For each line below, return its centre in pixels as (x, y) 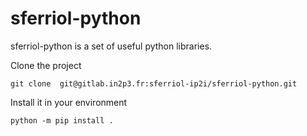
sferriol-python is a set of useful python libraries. (111, 46)
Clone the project (46, 65)
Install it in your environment (69, 102)
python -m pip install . (62, 120)
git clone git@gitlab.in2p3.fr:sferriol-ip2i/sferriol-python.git (154, 83)
